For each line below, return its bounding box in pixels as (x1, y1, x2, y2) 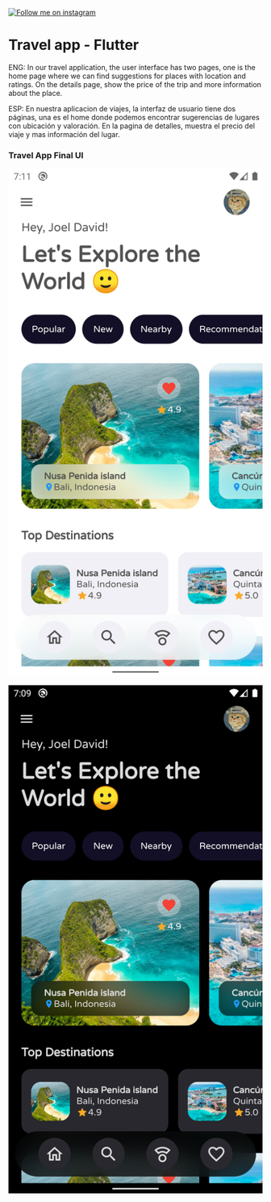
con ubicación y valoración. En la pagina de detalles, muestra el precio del (8, 121, 256, 131)
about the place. (8, 88, 63, 98)
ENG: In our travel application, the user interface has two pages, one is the (8, 62, 256, 72)
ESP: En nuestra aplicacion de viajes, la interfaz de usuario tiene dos (8, 103, 236, 113)
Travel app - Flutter (8, 36, 140, 54)
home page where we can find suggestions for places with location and (8, 71, 246, 81)
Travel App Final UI (8, 149, 84, 161)
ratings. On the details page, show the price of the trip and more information (8, 79, 262, 89)
